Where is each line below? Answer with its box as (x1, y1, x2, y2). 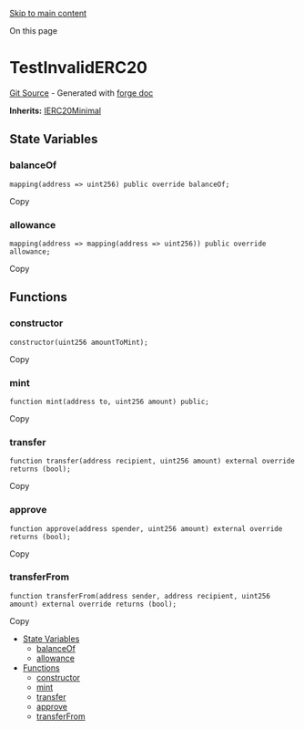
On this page (9, 26, 57, 36)
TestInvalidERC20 (9, 57, 148, 78)
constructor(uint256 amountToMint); (9, 338, 148, 347)
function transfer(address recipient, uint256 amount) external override (9, 456, 296, 466)
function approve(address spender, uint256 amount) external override (9, 524, 283, 533)
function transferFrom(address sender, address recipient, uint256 (9, 591, 271, 600)
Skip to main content (9, 8, 87, 18)
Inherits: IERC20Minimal (9, 105, 102, 116)
